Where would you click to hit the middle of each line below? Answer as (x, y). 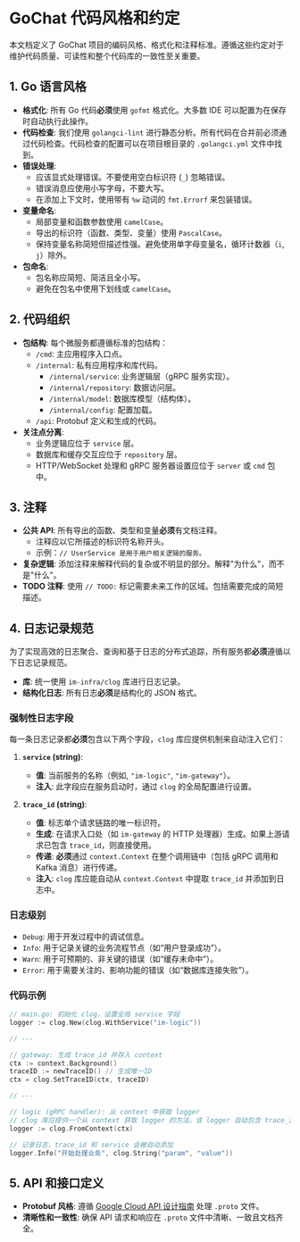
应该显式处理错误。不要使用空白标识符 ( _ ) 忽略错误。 (133, 177)
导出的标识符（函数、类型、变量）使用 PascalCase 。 (131, 232)
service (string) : (52, 757)
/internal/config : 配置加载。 (103, 409)
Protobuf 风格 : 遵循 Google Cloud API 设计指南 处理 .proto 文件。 (143, 1206)
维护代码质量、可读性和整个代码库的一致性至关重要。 (107, 55)
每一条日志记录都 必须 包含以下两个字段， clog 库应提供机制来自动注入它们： (147, 739)
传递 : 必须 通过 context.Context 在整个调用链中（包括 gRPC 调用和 (157, 856)
